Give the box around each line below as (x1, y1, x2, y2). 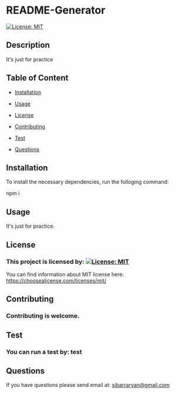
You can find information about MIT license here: (6, 271, 124, 278)
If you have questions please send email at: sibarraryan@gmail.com (6, 382, 170, 389)
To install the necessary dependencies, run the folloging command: (6, 178, 169, 186)
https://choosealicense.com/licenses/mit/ (6, 277, 107, 284)
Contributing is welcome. (6, 312, 80, 320)
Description (6, 40, 50, 50)
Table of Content (6, 73, 69, 83)
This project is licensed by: (6, 257, 85, 265)
